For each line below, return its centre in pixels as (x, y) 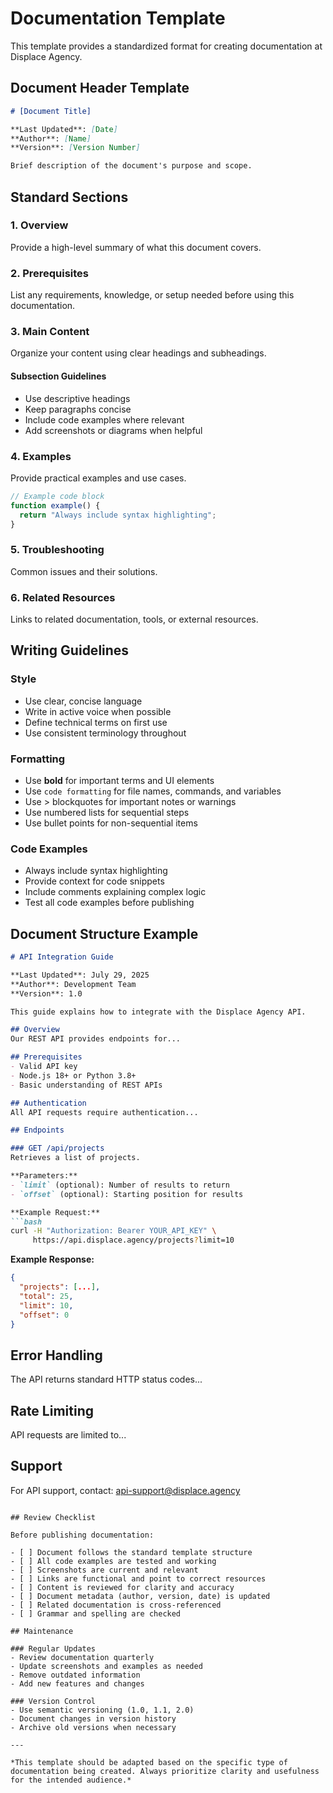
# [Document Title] (51, 111)
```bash (26, 1222)
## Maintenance (42, 1631)
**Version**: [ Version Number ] (75, 148)
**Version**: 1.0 (46, 993)
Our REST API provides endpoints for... (96, 1039)
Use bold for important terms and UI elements (119, 780)
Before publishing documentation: (82, 1535)
